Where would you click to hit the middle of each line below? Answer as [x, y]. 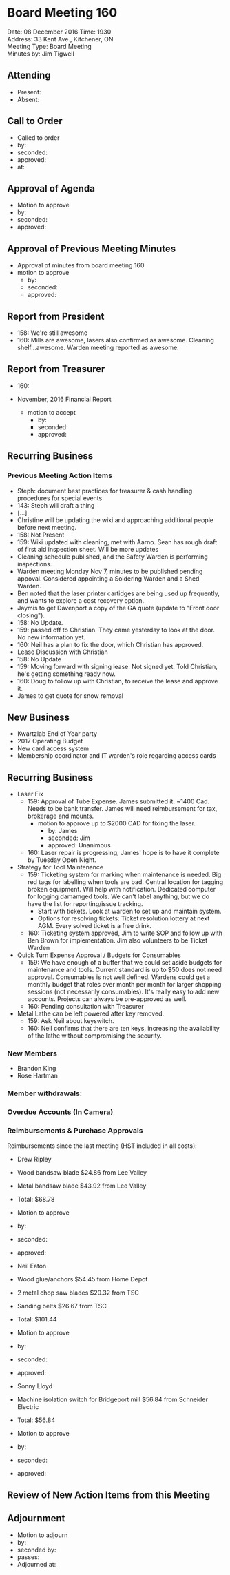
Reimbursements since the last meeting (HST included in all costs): [102, 1146]
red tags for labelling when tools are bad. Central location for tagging [125, 882]
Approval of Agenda [51, 188]
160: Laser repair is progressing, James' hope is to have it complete [123, 853]
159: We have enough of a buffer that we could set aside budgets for [125, 962]
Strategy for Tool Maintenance [60, 867]
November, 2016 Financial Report [64, 399]
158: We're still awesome [52, 333]
